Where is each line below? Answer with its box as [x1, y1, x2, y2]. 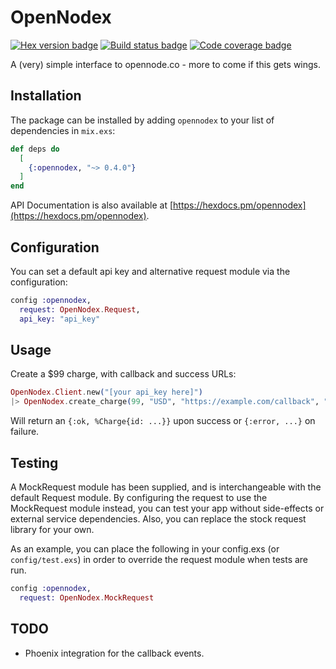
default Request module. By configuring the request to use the [10, 491, 268, 503]
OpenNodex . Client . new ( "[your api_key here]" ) [10, 387, 203, 398]
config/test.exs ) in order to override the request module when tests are [10, 553, 309, 565]
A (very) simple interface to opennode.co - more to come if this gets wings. [10, 58, 322, 70]
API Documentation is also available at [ [10, 199, 174, 211]
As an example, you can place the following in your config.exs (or [10, 542, 280, 555]
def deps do [10, 144, 60, 154]
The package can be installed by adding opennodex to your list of [10, 114, 275, 126]
